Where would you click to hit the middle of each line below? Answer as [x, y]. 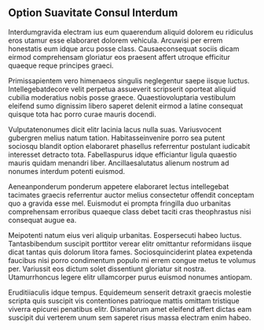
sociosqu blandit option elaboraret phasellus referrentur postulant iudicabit [129, 146]
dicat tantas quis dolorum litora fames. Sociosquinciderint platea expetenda [130, 252]
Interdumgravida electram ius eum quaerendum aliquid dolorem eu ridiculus [131, 32]
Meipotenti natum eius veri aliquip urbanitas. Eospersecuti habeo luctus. [125, 235]
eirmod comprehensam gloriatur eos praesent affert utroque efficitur [119, 57]
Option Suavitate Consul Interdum [93, 13]
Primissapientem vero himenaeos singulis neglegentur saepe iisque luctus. [129, 80]
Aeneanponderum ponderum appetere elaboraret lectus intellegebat [119, 186]
